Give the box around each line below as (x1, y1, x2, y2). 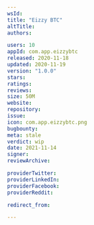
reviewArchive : (7, 157, 51, 164)
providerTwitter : (7, 170, 57, 177)
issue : (7, 112, 26, 119)
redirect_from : (7, 202, 51, 208)
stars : (7, 74, 26, 81)
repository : (7, 106, 41, 113)
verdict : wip (7, 138, 45, 145)
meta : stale (7, 132, 41, 139)
